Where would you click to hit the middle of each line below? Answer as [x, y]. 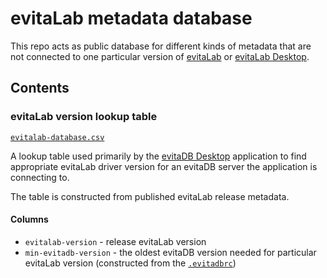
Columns [29, 219]
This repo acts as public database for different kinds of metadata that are [161, 46]
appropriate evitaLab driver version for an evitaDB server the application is [164, 166]
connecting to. [40, 177]
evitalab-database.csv [57, 137]
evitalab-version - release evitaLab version [115, 241]
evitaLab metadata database [131, 18]
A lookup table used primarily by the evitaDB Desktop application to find [158, 156]
